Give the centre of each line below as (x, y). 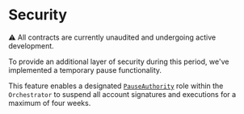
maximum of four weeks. (50, 103)
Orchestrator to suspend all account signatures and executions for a (122, 94)
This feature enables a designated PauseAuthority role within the (116, 86)
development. (31, 45)
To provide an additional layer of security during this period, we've (119, 61)
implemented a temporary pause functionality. (85, 70)
